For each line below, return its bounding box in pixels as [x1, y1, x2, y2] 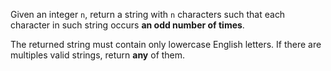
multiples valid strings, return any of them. [10, 49, 186, 61]
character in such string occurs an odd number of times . [10, 19, 245, 31]
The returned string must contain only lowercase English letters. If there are [10, 39, 322, 50]
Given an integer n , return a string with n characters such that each [10, 9, 286, 20]
